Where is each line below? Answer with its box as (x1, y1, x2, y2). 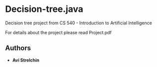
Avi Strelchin (12, 57, 40, 63)
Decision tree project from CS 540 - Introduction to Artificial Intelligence (5, 20, 152, 26)
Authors (5, 44, 31, 53)
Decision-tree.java (5, 3, 83, 15)
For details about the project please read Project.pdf (5, 29, 112, 35)
